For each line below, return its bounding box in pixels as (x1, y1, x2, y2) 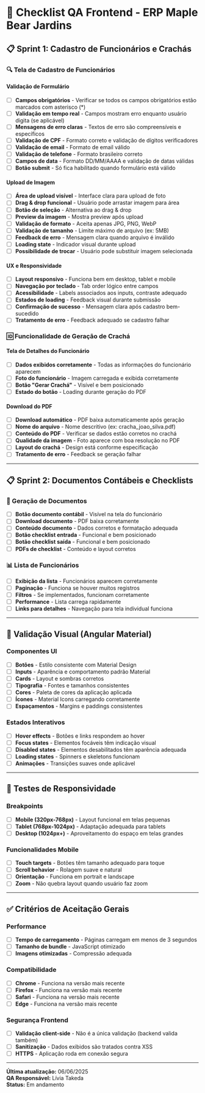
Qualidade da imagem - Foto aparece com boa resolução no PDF (15, 437, 180, 444)
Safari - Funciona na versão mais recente (15, 993, 120, 1001)
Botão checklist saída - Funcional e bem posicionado (15, 538, 151, 546)
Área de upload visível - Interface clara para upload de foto (15, 192, 166, 199)
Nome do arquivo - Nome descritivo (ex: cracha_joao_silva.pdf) (15, 423, 176, 431)
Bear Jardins (6, 18, 72, 32)
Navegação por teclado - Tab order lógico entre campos (15, 283, 159, 290)
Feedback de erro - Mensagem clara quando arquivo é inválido (15, 234, 175, 241)
